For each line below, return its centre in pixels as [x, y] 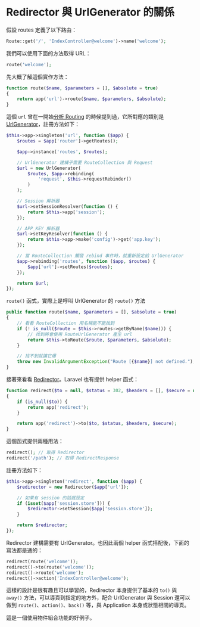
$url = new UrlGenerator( [49, 168]
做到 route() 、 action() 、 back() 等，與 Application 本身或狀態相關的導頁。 [98, 605]
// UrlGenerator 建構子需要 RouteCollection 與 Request [85, 162]
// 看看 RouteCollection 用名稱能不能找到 [66, 323]
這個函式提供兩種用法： [35, 441]
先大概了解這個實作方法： [37, 77]
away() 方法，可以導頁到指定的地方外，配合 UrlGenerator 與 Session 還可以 [98, 598]
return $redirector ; [42, 525]
